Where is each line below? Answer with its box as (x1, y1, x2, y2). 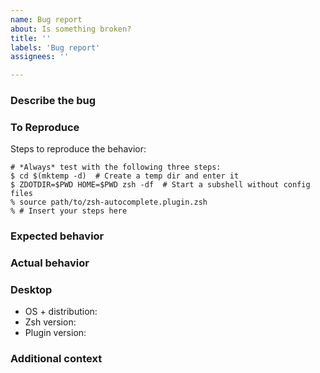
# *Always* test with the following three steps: (10, 162, 222, 173)
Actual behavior (10, 256, 90, 270)
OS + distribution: (24, 306, 98, 318)
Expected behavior (10, 229, 105, 243)
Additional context (10, 352, 103, 366)
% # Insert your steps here (10, 206, 128, 216)
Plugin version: (24, 327, 87, 339)
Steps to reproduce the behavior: (10, 143, 147, 155)
